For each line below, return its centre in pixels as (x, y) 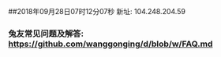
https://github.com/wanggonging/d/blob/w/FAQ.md (110, 44)
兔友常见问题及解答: (46, 34)
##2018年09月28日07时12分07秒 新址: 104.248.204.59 (97, 11)
